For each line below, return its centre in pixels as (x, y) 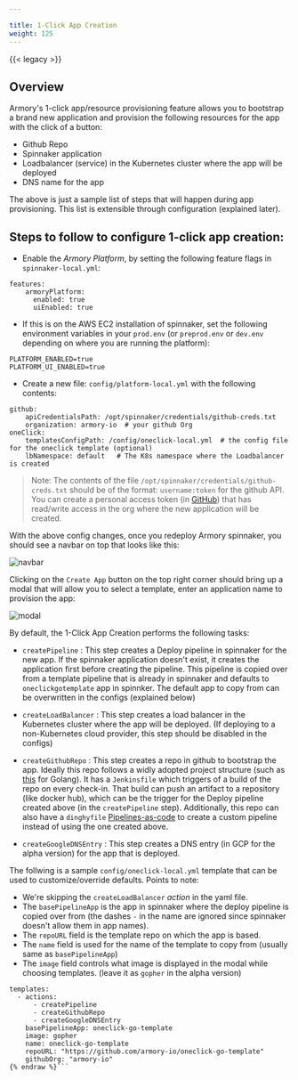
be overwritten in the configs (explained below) (109, 698)
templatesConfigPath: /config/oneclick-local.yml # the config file (157, 441)
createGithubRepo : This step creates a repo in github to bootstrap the (149, 760)
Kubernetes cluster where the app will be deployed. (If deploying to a (149, 724)
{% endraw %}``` (39, 1068)
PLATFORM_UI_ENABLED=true (57, 367)
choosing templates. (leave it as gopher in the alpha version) (132, 973)
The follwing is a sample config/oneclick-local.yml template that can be (143, 871)
